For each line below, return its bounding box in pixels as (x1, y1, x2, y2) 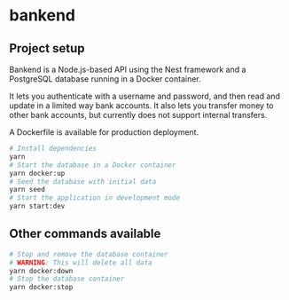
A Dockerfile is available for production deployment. (9, 127, 199, 138)
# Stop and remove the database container (9, 249, 168, 258)
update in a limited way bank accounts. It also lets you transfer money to (9, 100, 274, 111)
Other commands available (9, 226, 161, 241)
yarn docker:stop (9, 283, 74, 292)
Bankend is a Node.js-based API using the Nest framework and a (9, 64, 246, 75)
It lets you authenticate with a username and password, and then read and (9, 91, 281, 101)
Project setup (9, 41, 86, 56)
